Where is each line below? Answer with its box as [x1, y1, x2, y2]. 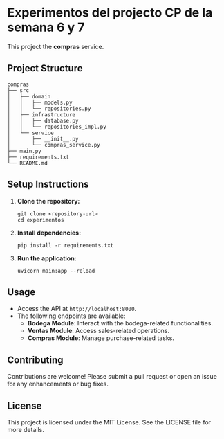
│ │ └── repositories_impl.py [7, 123, 107, 130]
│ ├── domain [7, 93, 51, 100]
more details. [7, 426, 45, 433]
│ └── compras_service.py [7, 141, 100, 148]
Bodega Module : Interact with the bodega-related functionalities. [27, 319, 213, 328]
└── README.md [7, 159, 48, 167]
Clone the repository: [17, 197, 80, 205]
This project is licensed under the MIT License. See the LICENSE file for [7, 418, 212, 427]
